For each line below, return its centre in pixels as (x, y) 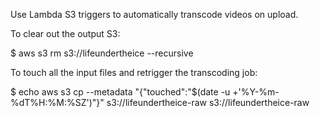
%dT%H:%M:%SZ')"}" (57, 102)
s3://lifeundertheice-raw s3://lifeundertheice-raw (208, 102)
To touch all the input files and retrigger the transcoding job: (134, 72)
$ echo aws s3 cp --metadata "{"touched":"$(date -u (120, 92)
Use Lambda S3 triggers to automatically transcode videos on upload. (154, 14)
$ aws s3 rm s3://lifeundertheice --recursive (102, 53)
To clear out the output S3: (65, 33)
